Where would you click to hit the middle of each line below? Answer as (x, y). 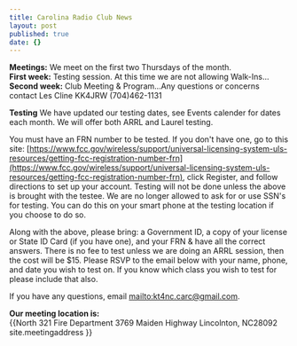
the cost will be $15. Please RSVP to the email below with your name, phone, (148, 260)
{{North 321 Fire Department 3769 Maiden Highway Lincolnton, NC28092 (143, 323)
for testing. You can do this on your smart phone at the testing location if (142, 206)
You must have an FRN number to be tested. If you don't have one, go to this (149, 139)
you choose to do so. (48, 215)
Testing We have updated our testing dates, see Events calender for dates (145, 113)
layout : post (33, 26)
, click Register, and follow (230, 177)
